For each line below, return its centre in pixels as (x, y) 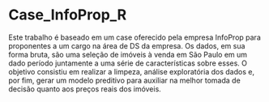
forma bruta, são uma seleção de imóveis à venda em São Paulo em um (128, 54)
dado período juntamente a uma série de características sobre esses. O (128, 63)
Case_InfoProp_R (68, 15)
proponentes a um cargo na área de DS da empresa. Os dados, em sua (127, 45)
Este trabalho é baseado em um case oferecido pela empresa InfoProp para (134, 37)
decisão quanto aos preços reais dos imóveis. (85, 89)
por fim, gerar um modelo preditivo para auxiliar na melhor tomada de (124, 80)
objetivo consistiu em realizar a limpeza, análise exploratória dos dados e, (132, 71)
